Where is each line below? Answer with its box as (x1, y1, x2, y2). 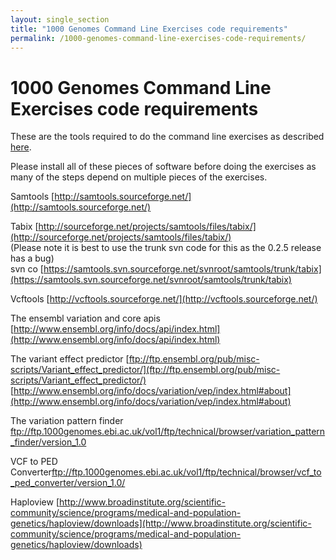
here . (10, 141, 32, 153)
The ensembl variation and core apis (10, 312, 161, 325)
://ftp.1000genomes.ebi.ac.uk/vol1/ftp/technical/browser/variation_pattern (21, 426, 326, 438)
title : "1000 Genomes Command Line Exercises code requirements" (10, 24, 288, 34)
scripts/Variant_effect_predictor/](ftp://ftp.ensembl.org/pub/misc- (10, 364, 281, 376)
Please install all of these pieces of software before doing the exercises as (10, 161, 317, 173)
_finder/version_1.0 (10, 436, 87, 448)
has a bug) (10, 252, 55, 265)
